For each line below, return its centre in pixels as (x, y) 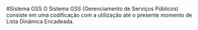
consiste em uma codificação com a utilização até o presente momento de (99, 15)
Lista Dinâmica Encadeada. (40, 21)
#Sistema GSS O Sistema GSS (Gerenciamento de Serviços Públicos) (92, 9)
